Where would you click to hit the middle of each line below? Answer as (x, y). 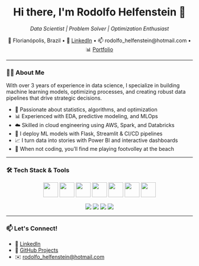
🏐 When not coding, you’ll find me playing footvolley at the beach (94, 149)
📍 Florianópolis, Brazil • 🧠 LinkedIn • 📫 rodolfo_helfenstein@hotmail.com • (99, 40)
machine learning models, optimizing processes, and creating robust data (96, 92)
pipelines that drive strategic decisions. (54, 98)
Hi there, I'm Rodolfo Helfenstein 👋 (99, 12)
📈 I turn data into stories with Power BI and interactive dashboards (96, 140)
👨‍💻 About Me (25, 72)
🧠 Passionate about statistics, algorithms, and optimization (86, 110)
